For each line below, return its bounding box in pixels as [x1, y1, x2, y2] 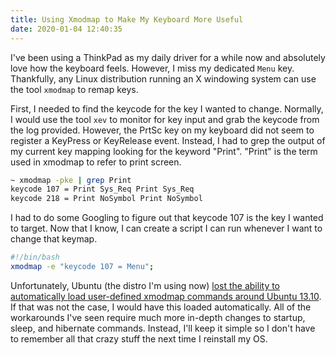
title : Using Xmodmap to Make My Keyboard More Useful [10, 14, 244, 25]
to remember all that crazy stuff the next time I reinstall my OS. [10, 332, 268, 345]
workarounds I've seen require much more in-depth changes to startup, [10, 311, 306, 323]
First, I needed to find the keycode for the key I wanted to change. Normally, [10, 102, 324, 115]
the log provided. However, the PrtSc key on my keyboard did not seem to [10, 124, 315, 136]
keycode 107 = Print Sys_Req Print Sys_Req [10, 184, 195, 195]
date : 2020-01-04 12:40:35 [10, 24, 123, 34]
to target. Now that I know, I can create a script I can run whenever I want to [10, 222, 323, 235]
